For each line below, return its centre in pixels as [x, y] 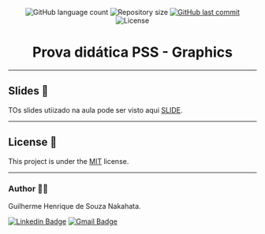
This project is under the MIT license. [69, 161]
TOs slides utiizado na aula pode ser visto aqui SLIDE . [95, 110]
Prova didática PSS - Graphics [132, 52]
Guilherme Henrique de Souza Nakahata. [75, 206]
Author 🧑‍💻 [28, 189]
